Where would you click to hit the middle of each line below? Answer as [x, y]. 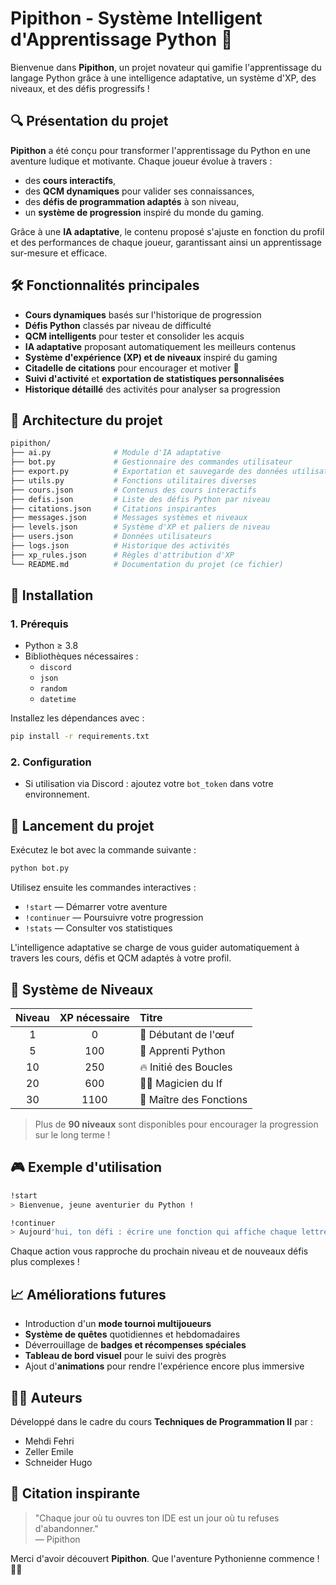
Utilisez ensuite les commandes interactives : [103, 888]
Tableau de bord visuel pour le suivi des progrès [125, 1356]
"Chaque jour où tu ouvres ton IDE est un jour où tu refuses [157, 1518]
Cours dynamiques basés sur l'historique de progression [143, 314]
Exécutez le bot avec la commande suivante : [103, 850]
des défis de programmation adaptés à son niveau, [132, 201]
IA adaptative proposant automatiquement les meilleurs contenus [160, 346]
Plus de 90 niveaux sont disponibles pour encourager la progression [176, 1124]
